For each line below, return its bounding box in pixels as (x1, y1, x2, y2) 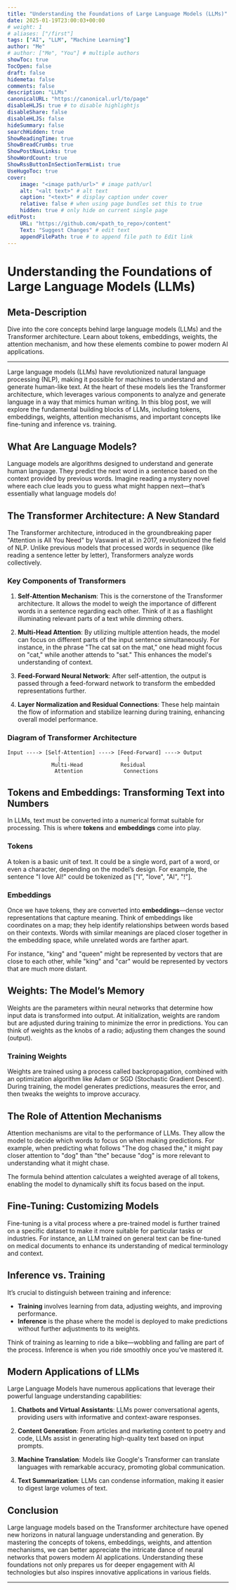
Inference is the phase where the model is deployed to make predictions (17, 1317, 228, 1325)
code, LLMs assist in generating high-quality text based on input (17, 1434, 204, 1443)
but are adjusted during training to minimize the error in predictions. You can (7, 1018, 228, 1027)
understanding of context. (17, 658, 93, 667)
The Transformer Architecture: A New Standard (7, 510, 220, 522)
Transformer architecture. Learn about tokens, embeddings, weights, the (7, 333, 218, 341)
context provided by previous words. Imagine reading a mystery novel (7, 474, 209, 483)
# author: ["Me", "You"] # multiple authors (7, 50, 140, 57)
